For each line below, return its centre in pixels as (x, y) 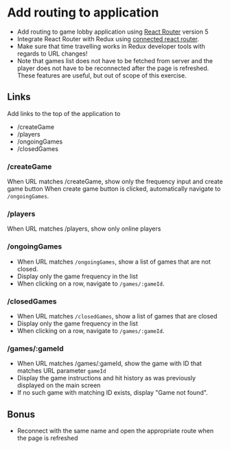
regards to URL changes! (52, 54)
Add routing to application (83, 13)
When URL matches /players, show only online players (84, 229)
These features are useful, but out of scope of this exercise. (102, 75)
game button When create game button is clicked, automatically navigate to (114, 189)
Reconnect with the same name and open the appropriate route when (115, 431)
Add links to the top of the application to (64, 113)
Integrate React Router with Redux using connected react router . (108, 38)
